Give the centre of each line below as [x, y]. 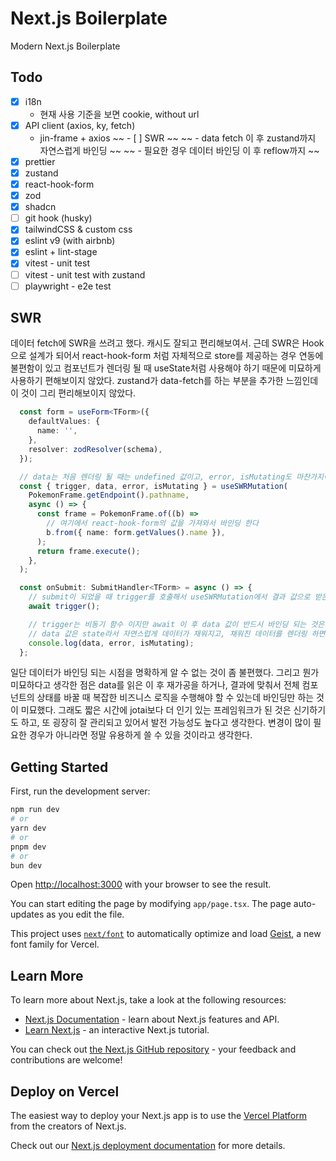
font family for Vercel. [55, 944]
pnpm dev [28, 847]
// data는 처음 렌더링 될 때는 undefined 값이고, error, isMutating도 [156, 477]
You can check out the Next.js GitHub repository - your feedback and [153, 1049]
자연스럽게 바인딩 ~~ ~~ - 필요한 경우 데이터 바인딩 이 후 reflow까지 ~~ [179, 150]
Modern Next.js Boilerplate [65, 46]
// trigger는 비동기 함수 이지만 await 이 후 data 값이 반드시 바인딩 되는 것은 [176, 624]
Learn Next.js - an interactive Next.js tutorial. [117, 1030]
